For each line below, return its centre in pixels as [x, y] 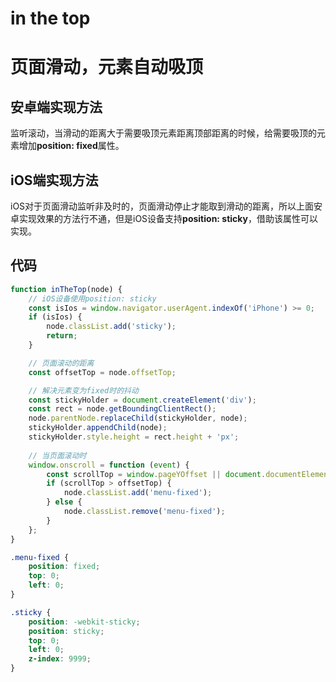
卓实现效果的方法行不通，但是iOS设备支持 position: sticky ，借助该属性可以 [164, 218]
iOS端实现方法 [54, 180]
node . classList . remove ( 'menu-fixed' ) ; [144, 512]
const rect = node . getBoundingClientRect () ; [122, 409]
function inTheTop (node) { [66, 289]
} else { [64, 502]
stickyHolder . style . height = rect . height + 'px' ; [134, 437]
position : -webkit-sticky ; [84, 622]
